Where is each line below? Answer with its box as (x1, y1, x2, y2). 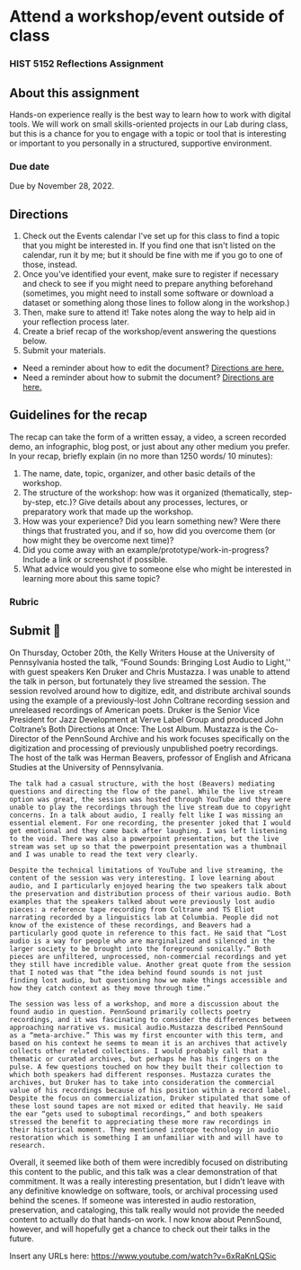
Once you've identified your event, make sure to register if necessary (22, 269, 279, 280)
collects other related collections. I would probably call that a (9, 1046, 268, 1055)
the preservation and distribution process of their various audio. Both (9, 889, 292, 898)
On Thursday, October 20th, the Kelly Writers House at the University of (9, 647, 276, 658)
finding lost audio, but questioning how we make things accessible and (9, 975, 288, 985)
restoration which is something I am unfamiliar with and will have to (9, 1132, 283, 1142)
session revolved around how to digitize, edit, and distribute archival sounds (9, 685, 291, 696)
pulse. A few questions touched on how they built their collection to (9, 1062, 283, 1071)
